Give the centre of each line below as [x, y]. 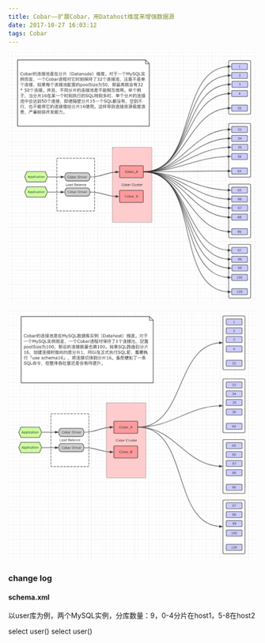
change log [30, 578]
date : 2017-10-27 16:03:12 [53, 25]
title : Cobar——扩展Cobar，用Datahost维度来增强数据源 [91, 17]
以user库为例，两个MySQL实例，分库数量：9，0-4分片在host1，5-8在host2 [132, 615]
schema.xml [29, 597]
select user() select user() [50, 631]
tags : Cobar [28, 33]
